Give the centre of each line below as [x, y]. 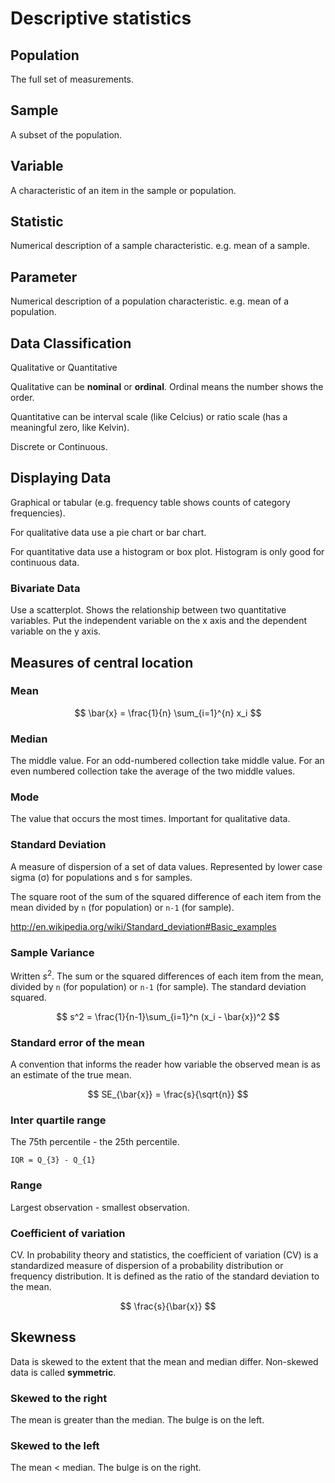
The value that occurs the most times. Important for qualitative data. [150, 819]
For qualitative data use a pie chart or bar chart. [108, 532]
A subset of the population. [66, 134]
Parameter [44, 277]
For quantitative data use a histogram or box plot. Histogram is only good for [167, 551]
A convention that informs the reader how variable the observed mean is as [165, 1064]
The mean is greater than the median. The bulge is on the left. [137, 1420]
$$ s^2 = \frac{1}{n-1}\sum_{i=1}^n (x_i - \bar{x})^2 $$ [168, 1016]
